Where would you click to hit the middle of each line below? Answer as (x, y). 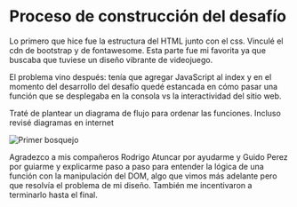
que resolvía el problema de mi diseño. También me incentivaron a (131, 185)
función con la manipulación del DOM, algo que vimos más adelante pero (143, 176)
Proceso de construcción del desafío (148, 16)
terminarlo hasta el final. (53, 195)
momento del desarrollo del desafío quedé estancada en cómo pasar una (144, 86)
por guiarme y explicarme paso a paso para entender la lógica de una (136, 166)
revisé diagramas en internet (61, 123)
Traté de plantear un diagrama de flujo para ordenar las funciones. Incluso (145, 113)
